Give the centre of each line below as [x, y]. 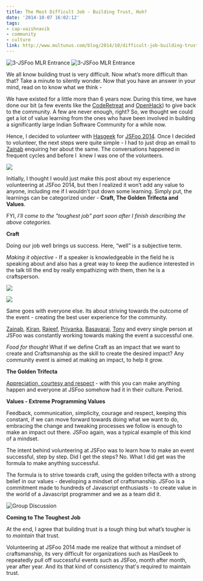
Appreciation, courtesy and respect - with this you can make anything [93, 383]
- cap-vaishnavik [28, 29]
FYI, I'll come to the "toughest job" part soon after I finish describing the [96, 215]
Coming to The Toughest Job [43, 517]
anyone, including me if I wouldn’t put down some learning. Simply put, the [99, 191]
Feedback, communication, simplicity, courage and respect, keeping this [97, 413]
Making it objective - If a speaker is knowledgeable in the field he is [90, 257]
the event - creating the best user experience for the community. [87, 317]
